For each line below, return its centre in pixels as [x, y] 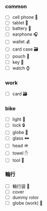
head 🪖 [20, 146]
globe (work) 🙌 [27, 203]
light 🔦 [19, 119]
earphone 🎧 [25, 34]
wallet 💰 [21, 42]
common [16, 6]
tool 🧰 [18, 160]
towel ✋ [20, 153]
